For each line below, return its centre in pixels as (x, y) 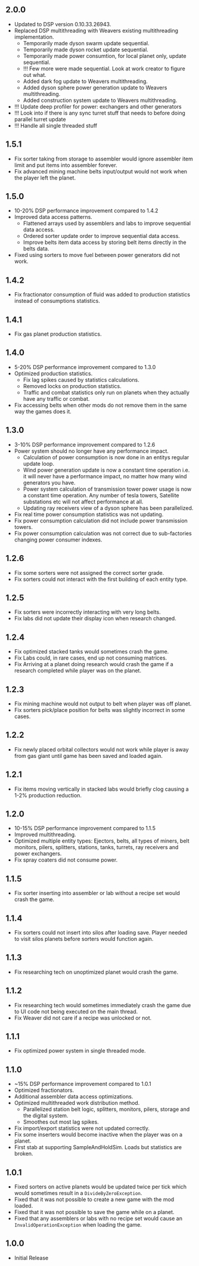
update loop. (39, 463)
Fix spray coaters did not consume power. (66, 860)
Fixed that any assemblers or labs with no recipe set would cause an (98, 1218)
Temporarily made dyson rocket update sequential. (85, 49)
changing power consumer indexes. (58, 540)
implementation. (34, 37)
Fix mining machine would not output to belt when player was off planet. (103, 704)
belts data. (36, 249)
